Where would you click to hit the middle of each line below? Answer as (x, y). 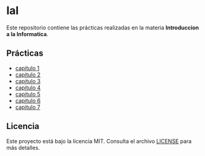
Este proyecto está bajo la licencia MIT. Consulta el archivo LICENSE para (99, 141)
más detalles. (23, 147)
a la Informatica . (28, 34)
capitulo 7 (28, 107)
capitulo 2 (28, 75)
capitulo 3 (28, 81)
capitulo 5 (28, 94)
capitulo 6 (28, 100)
